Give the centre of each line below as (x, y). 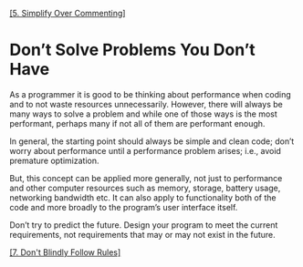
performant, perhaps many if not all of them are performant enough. (137, 123)
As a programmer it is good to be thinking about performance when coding (151, 94)
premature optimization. (54, 160)
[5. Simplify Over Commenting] (68, 13)
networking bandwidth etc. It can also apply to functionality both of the (143, 197)
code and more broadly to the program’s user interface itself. (124, 207)
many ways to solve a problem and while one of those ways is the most (144, 114)
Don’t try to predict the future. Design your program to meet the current (144, 225)
